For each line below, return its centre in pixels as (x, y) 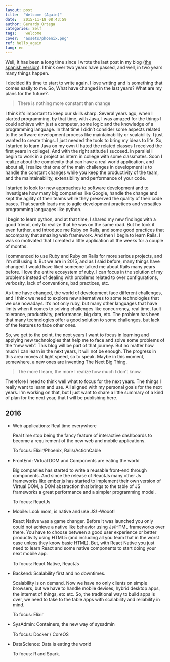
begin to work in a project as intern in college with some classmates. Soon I (84, 156)
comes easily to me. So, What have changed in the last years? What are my (84, 88)
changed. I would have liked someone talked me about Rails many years (80, 266)
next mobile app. (30, 554)
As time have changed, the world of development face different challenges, (84, 293)
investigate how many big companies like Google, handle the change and (81, 193)
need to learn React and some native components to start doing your (84, 548)
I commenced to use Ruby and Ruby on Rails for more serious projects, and (84, 256)
